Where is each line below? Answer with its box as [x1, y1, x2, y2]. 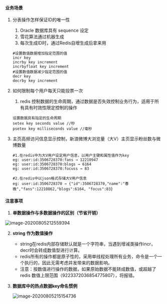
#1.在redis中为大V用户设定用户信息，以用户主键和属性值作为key [12, 153, 129, 158]
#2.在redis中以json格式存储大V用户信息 [12, 176, 87, 181]
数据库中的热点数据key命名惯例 [12, 283, 78, 289]
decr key [12, 74, 31, 79]
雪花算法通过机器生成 [20, 34, 64, 40]
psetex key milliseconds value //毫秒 [12, 126, 92, 132]
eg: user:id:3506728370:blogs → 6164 [12, 162, 92, 167]
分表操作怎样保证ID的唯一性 [12, 17, 70, 23]
